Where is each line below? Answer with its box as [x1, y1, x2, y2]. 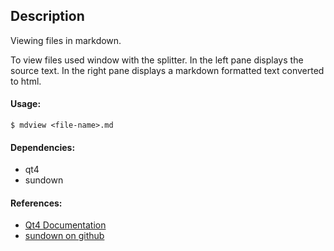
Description [10, 8, 85, 25]
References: [10, 197, 63, 209]
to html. [10, 75, 42, 87]
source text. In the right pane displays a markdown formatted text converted [10, 64, 325, 76]
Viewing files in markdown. [10, 34, 122, 46]
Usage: [10, 98, 42, 110]
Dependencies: [10, 141, 76, 153]
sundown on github [24, 230, 105, 242]
